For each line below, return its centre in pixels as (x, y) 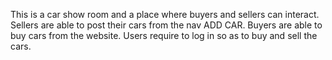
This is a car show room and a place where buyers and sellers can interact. (165, 14)
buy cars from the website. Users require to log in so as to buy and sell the (164, 35)
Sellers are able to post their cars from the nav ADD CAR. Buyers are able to (166, 25)
